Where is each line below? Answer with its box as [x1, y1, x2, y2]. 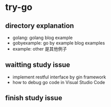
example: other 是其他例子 [12, 46, 67, 51]
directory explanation [5, 21, 74, 30]
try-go [5, 1, 33, 13]
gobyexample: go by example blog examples [12, 40, 105, 46]
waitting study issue [5, 60, 70, 69]
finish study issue [5, 94, 63, 102]
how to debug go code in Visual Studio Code [12, 79, 105, 85]
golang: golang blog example [12, 34, 73, 40]
